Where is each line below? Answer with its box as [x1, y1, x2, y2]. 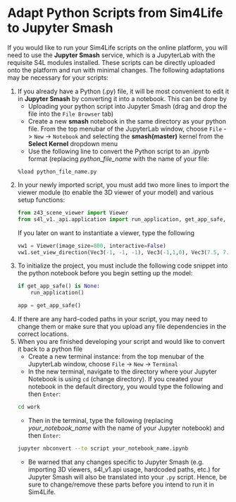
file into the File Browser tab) [27, 109, 114, 118]
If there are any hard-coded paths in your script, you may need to [17, 315, 208, 323]
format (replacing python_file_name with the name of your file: [27, 154, 209, 163]
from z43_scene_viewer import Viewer [17, 209, 129, 216]
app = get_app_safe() [17, 302, 81, 309]
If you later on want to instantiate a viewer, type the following [17, 228, 195, 237]
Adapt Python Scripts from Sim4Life [7, 5, 223, 21]
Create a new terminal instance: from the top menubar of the [27, 352, 204, 361]
